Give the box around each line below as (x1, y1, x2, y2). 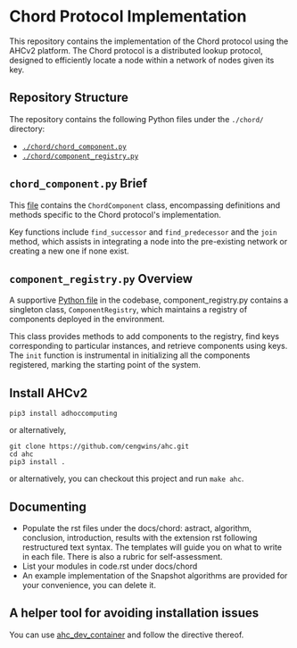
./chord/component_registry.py (21, 152, 139, 161)
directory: (9, 123, 45, 134)
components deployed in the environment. (9, 314, 165, 325)
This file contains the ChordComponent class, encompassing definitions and (9, 199, 281, 211)
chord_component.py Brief (9, 176, 148, 191)
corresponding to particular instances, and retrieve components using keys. (9, 341, 288, 352)
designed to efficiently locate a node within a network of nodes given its (9, 54, 275, 65)
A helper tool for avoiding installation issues (9, 605, 260, 621)
